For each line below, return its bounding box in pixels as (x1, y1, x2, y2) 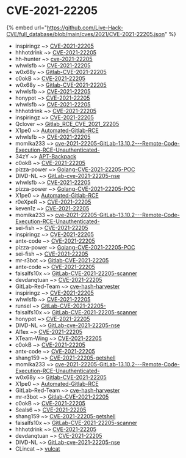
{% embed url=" (6, 24, 48, 31)
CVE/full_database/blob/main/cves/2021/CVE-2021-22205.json (6, 30, 165, 37)
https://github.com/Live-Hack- (46, 24, 124, 31)
